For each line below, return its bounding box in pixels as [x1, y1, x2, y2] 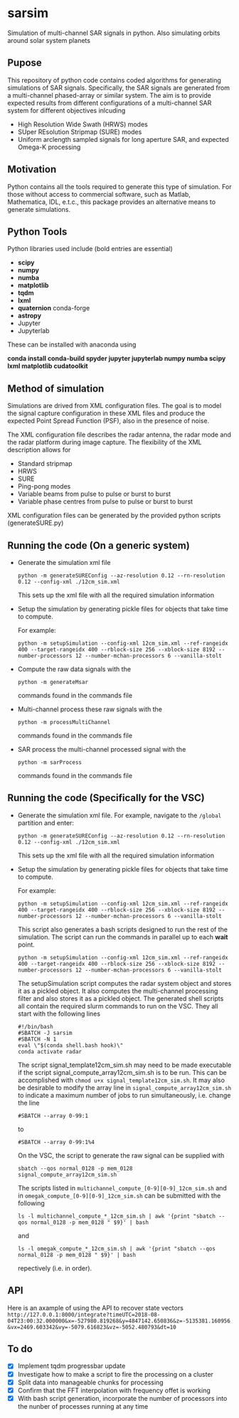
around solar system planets [7, 36, 91, 44]
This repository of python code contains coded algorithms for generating [7, 76, 222, 84]
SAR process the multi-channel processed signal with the [17, 745, 186, 753]
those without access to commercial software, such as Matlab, [7, 190, 191, 198]
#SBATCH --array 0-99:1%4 [17, 1138, 95, 1146]
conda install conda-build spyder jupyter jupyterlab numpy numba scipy [7, 354, 226, 363]
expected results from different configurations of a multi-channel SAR [7, 98, 212, 107]
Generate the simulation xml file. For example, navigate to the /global [17, 811, 222, 820]
